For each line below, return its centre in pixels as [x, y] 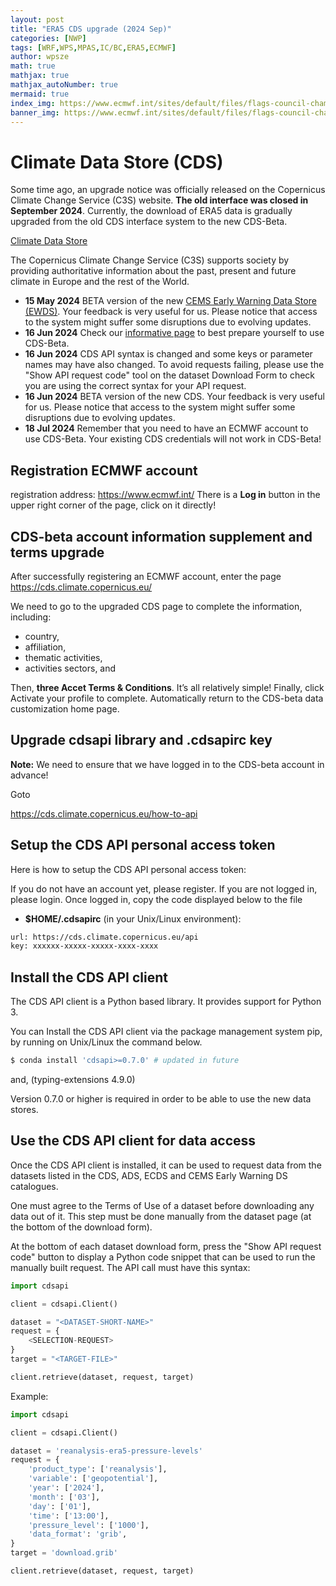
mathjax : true [40, 76]
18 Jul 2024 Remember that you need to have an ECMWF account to [166, 428]
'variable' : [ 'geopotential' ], [93, 1479]
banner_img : [35, 112]
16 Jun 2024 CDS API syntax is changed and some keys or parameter [168, 354]
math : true [33, 66]
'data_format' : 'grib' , [78, 1534]
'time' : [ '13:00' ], [69, 1516]
